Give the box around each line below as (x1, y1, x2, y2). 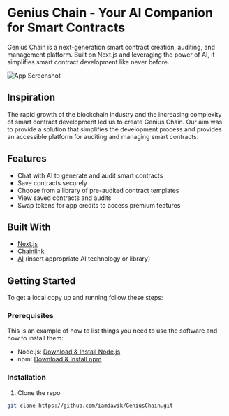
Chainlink (17, 247, 45, 256)
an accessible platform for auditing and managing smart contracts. (7, 132, 199, 141)
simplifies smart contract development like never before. (7, 57, 170, 66)
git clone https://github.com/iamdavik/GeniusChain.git (7, 402, 173, 409)
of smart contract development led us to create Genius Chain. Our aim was (7, 117, 223, 126)
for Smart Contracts (7, 20, 126, 36)
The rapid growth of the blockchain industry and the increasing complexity (7, 110, 222, 118)
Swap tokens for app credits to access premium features (17, 201, 181, 209)
